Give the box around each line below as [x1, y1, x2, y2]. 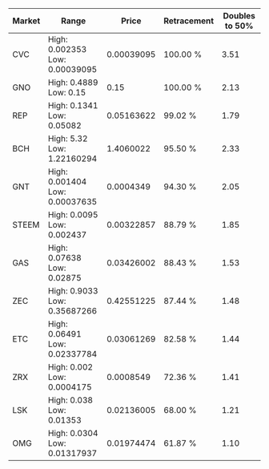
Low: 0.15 [47, 87, 86, 98]
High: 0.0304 [47, 428, 98, 439]
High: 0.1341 [47, 100, 98, 111]
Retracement [163, 15, 215, 26]
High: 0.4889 [47, 77, 98, 87]
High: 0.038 [47, 394, 94, 406]
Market [12, 15, 41, 26]
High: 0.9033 [47, 285, 98, 296]
